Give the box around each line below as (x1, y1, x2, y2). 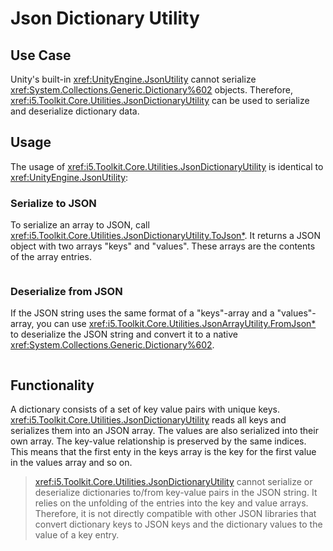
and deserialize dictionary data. (10, 105, 140, 117)
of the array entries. (10, 251, 92, 263)
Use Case (10, 47, 72, 64)
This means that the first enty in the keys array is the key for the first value (10, 446, 317, 458)
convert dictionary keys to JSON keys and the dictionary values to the (34, 518, 323, 531)
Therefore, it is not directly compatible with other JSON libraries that (34, 508, 317, 520)
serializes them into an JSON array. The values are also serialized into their (10, 425, 319, 437)
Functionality (10, 377, 95, 394)
